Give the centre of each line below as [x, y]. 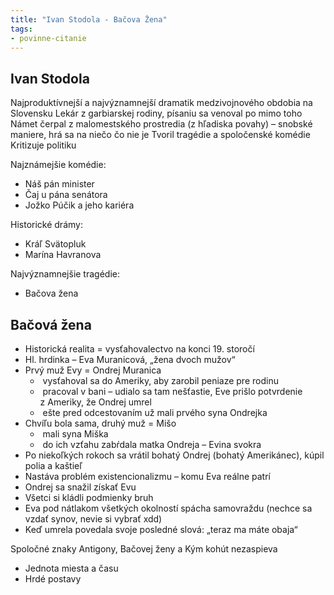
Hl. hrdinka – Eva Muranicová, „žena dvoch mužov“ [130, 359]
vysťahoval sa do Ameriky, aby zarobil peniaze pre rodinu [160, 380]
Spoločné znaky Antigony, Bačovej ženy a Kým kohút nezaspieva [144, 549]
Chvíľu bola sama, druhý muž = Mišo [100, 423]
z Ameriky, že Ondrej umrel [95, 402]
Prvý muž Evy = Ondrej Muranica [93, 370]
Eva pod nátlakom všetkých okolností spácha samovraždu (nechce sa [168, 508]
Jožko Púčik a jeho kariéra [79, 205]
